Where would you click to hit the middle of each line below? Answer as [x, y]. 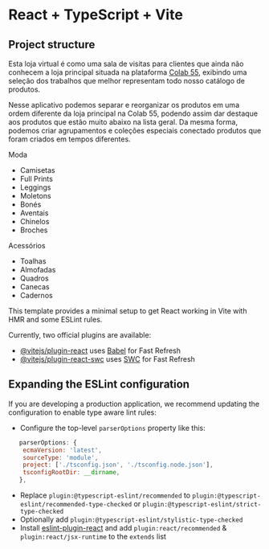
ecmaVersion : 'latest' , [63, 450]
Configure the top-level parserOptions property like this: [113, 428]
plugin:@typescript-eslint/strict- [202, 505]
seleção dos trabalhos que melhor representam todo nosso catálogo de [127, 81]
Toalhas [33, 261]
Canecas [35, 287]
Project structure [52, 45]
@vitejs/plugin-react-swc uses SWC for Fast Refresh [107, 359]
